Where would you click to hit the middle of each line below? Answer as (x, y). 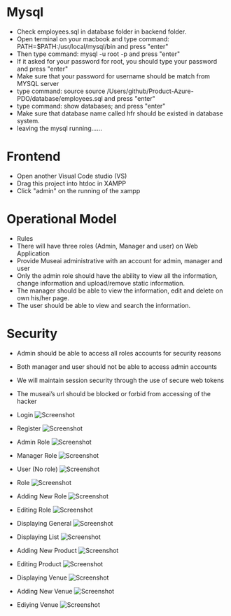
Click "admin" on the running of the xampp (78, 190)
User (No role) (37, 469)
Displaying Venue (42, 577)
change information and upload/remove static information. (100, 283)
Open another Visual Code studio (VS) (72, 176)
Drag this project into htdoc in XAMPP (71, 183)
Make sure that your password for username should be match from (113, 76)
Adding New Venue (44, 591)
